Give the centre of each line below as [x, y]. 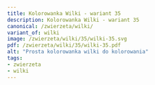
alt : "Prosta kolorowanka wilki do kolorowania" [78, 52]
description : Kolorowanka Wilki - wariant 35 [73, 20]
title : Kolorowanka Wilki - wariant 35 [64, 13]
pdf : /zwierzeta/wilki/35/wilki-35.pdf [64, 45]
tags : [15, 58]
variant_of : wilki [33, 33]
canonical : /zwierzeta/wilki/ [50, 26]
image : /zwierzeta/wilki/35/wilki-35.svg [67, 39]
